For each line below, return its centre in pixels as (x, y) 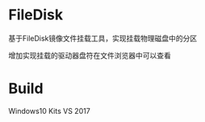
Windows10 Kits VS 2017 (49, 111)
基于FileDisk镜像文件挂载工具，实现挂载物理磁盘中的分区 (103, 38)
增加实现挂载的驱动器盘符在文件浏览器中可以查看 (90, 55)
